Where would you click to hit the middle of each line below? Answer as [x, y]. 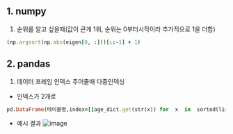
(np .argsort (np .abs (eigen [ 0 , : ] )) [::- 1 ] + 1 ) [74, 42]
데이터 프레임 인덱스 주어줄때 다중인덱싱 [71, 81]
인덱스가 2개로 [36, 96]
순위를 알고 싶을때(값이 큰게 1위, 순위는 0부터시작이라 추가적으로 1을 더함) [116, 29]
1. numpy [26, 11]
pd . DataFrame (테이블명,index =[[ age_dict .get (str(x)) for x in [99, 109]
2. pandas [29, 64]
